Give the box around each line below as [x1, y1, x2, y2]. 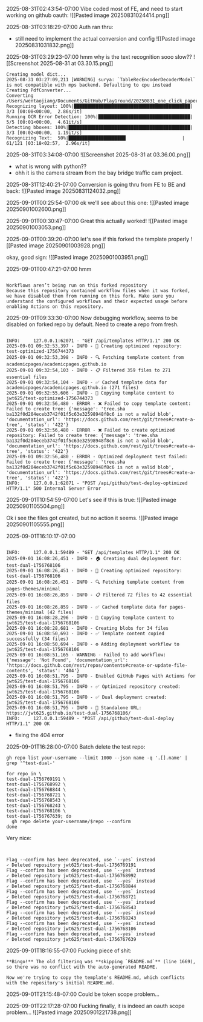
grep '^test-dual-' [6, 760, 56, 766]
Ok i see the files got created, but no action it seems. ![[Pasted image [6, 515, 179, 521]
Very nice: [6, 835, 32, 841]
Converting [6, 93, 34, 99]
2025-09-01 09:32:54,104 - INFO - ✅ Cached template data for [6, 379, 167, 386]
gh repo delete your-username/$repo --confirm [11, 818, 131, 824]
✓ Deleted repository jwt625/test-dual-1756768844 [6, 883, 137, 889]
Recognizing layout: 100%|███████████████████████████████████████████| [6, 103, 193, 109]
